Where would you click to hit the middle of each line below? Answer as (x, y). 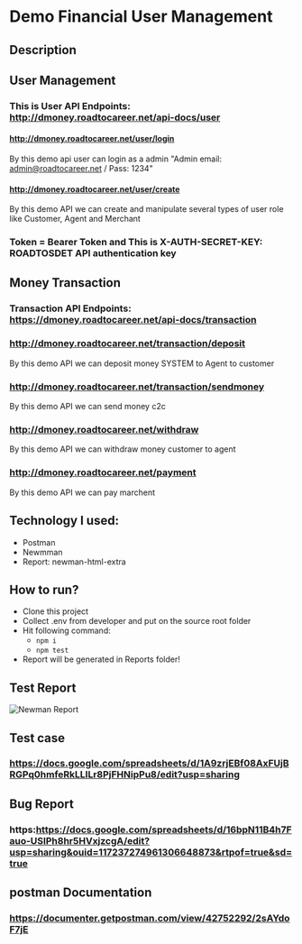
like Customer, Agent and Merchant (75, 219)
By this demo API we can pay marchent (82, 492)
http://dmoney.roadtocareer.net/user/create (95, 189)
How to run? (44, 589)
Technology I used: (64, 521)
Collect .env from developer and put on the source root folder (137, 621)
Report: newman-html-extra (74, 562)
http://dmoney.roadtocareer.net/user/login (92, 139)
